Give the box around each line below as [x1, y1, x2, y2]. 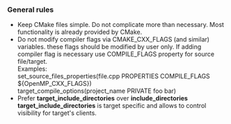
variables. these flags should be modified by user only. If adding [17, 43, 202, 51]
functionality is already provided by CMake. [17, 28, 143, 36]
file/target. [17, 57, 47, 66]
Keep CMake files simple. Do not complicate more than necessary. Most [17, 21, 225, 29]
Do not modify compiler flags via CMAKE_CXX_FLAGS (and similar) [17, 35, 210, 44]
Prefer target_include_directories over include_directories [17, 94, 188, 103]
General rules [7, 5, 54, 15]
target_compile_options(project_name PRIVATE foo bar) [17, 87, 176, 95]
